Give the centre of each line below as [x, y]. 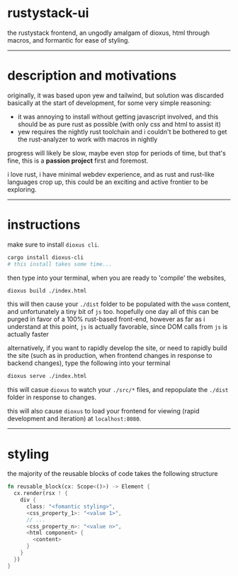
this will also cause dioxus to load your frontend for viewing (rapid [103, 411]
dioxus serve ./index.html [47, 376]
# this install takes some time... [60, 264]
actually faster [28, 335]
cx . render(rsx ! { [41, 494]
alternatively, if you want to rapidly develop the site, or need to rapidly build [118, 348]
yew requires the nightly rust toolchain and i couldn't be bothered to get [122, 131]
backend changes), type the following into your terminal [89, 363]
